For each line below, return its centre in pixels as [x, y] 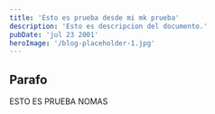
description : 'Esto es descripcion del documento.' [108, 26]
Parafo [28, 79]
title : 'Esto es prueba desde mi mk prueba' [94, 18]
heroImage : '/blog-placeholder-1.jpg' [82, 43]
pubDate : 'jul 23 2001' [54, 34]
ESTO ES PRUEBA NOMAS [59, 101]
